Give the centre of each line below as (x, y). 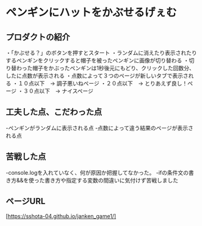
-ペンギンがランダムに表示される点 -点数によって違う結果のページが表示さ (99, 128)
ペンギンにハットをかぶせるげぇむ (92, 13)
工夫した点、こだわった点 (54, 112)
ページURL (26, 201)
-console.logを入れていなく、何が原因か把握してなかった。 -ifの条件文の (97, 172)
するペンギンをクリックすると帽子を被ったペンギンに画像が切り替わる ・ (97, 60)
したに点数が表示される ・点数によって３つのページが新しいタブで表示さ (97, 76)
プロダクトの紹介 (38, 37)
